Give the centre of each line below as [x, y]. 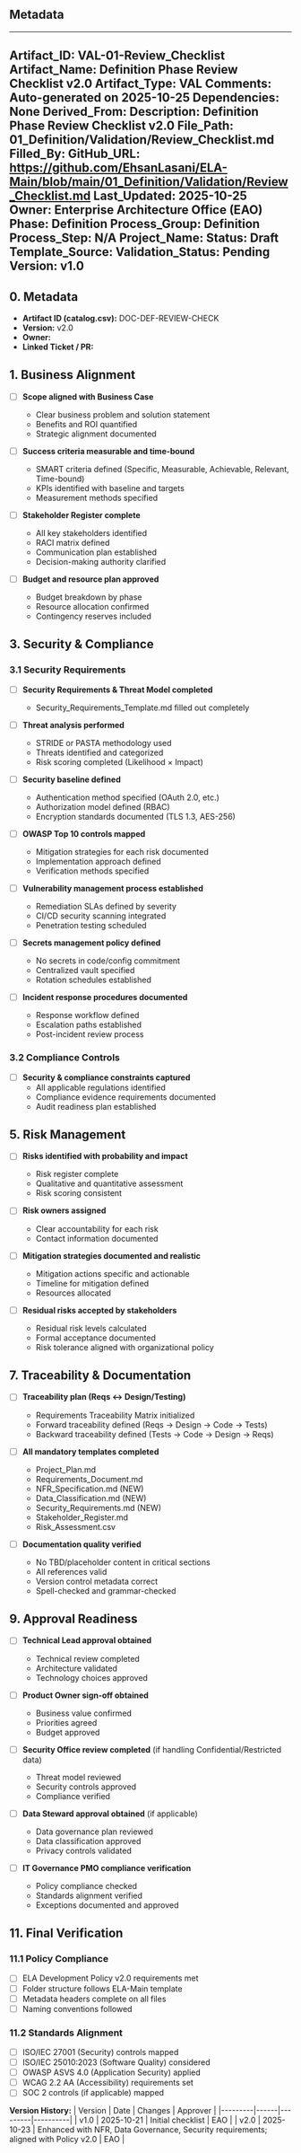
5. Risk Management [68, 1134]
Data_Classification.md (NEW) [91, 1498]
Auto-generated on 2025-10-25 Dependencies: [144, 98]
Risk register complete [77, 1174]
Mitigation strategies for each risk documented [122, 852]
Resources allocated [73, 1293]
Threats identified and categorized [99, 752]
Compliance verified [73, 1796]
